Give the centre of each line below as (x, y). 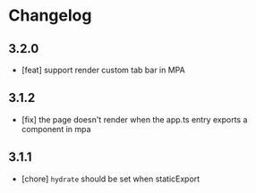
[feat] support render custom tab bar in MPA (103, 70)
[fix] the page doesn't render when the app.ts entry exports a (134, 119)
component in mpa (56, 129)
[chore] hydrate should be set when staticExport (111, 179)
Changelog (50, 16)
